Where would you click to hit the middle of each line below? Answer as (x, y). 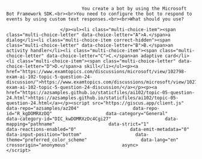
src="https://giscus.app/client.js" (138, 103)
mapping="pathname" (31, 124)
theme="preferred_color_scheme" (47, 140)
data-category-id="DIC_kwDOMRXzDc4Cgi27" (59, 119)
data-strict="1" (129, 124)
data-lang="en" (160, 140)
